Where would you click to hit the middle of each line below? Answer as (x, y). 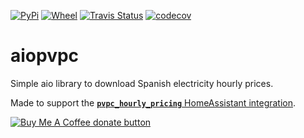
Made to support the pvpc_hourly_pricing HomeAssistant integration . (153, 102)
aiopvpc (45, 56)
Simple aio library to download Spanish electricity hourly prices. (142, 83)
